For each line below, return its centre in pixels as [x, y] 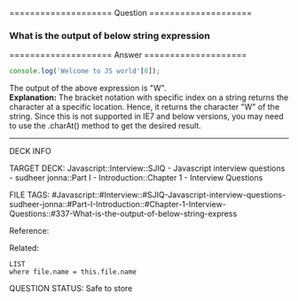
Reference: [29, 231]
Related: [24, 248]
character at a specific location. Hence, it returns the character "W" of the [145, 107]
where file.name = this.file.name [73, 272]
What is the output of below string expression [110, 35]
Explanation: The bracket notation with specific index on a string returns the [149, 97]
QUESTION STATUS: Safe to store [71, 289]
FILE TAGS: [30, 195]
